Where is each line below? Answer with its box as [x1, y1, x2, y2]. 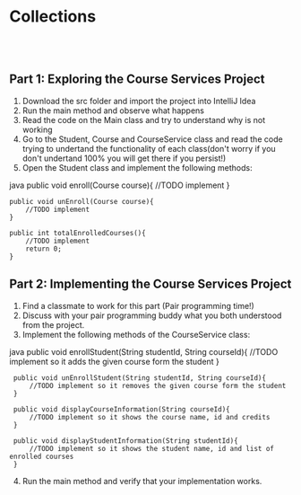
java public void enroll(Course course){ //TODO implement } [9, 180, 230, 190]
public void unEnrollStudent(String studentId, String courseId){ [13, 373, 267, 383]
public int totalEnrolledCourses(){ [9, 228, 146, 237]
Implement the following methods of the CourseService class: [21, 329, 251, 340]
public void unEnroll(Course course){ [9, 197, 154, 206]
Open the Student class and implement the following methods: [21, 162, 253, 172]
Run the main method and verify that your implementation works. [21, 475, 262, 486]
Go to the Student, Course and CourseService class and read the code [21, 133, 284, 145]
